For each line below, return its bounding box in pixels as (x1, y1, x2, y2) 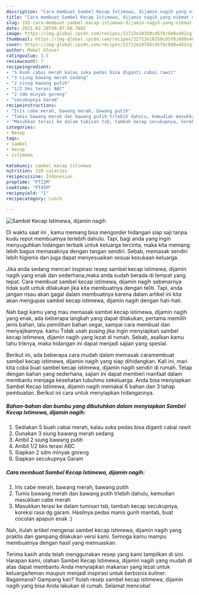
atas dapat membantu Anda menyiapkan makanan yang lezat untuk (6, 564, 171, 571)
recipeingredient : (6, 63, 52, 70)
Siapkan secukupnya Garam (14, 455, 84, 462)
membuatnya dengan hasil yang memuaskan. (6, 539, 117, 546)
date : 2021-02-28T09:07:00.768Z (6, 25, 86, 31)
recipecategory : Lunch (6, 196, 62, 201)
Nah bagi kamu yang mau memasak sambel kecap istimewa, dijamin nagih (6, 308, 188, 315)
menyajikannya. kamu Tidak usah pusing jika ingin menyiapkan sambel (6, 327, 179, 334)
